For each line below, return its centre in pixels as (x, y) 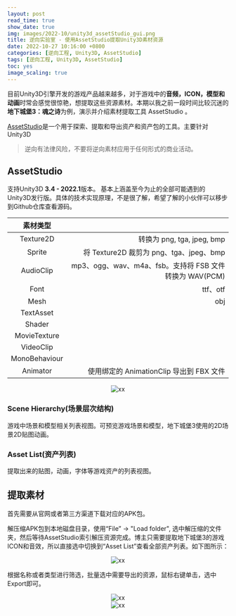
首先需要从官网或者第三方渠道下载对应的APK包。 (78, 513)
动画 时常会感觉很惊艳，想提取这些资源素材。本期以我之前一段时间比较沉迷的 (118, 102)
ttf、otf (214, 289)
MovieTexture (37, 336)
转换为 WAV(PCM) (195, 277)
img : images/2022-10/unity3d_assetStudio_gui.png (81, 33)
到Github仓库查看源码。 (41, 207)
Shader (37, 325)
